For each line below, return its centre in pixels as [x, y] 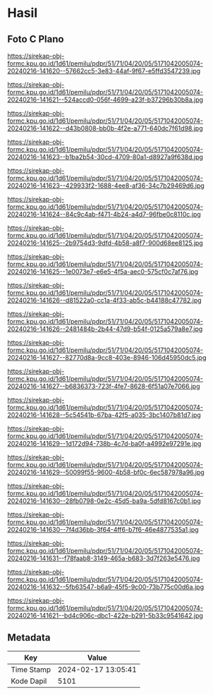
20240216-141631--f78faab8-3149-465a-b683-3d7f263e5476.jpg [104, 558]
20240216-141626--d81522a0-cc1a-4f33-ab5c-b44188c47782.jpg [105, 300]
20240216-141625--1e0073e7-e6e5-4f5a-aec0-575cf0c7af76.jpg [103, 272]
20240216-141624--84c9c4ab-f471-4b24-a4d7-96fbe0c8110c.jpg [104, 214]
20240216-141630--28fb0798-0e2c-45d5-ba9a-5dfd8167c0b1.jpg [104, 501]
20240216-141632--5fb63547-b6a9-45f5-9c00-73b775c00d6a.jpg [106, 587]
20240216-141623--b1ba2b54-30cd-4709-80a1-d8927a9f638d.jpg [105, 157]
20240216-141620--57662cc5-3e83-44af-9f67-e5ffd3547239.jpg [104, 71]
